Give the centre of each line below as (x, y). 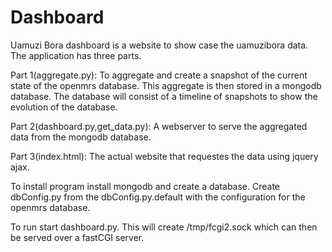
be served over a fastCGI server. (77, 237)
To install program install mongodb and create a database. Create (145, 186)
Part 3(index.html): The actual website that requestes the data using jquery (164, 156)
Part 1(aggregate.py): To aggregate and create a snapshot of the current (159, 75)
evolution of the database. (64, 107)
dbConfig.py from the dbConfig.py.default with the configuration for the (158, 197)
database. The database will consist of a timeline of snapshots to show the (164, 96)
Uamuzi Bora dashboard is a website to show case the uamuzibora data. (159, 45)
